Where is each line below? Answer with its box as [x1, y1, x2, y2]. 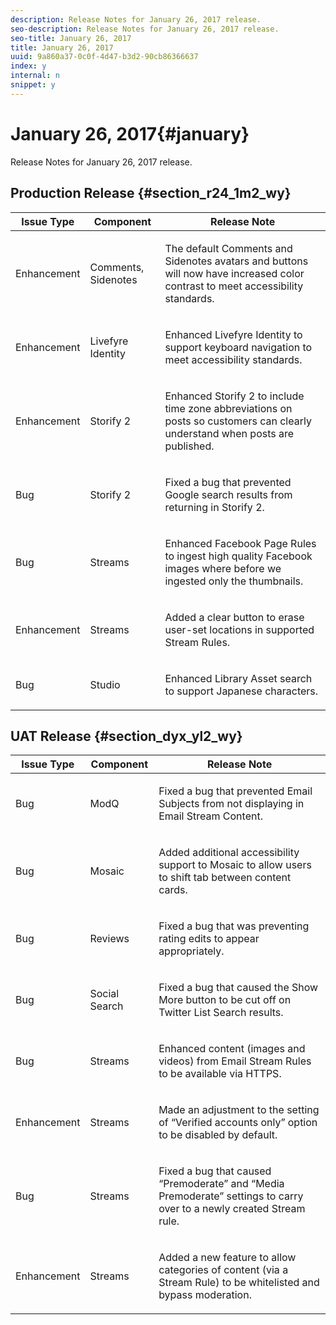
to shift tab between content [158, 871, 292, 885]
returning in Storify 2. [164, 500, 265, 514]
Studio [89, 677, 121, 691]
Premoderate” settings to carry [158, 1189, 304, 1203]
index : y [10, 61, 47, 71]
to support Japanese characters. [164, 684, 319, 698]
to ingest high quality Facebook [164, 549, 313, 563]
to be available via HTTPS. [158, 1067, 282, 1081]
